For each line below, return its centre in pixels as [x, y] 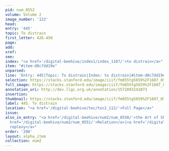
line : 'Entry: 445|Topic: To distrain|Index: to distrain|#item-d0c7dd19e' [86, 75]
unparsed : [16, 71]
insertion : [17, 94]
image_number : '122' [27, 19]
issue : [12, 113]
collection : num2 [23, 141]
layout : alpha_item [26, 136]
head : [11, 24]
